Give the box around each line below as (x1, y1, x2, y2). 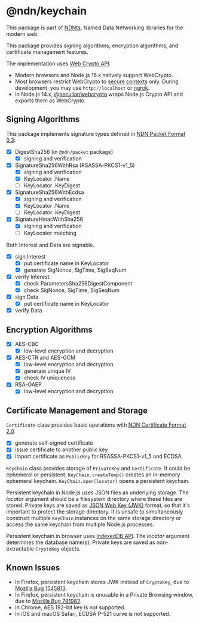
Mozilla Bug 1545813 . (14, 585, 68, 592)
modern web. (6, 30, 39, 37)
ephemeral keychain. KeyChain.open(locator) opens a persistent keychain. (6, 478, 190, 485)
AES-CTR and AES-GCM (14, 354, 76, 361)
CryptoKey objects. (35, 545, 81, 552)
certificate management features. (6, 48, 88, 55)
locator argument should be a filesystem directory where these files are (6, 496, 183, 503)
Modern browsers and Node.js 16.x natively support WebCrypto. (14, 71, 173, 78)
